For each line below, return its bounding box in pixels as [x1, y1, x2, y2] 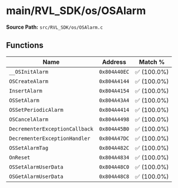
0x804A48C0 [99, 163, 129, 170]
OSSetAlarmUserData [9, 163, 63, 170]
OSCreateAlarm [9, 78, 49, 84]
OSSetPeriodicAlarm [9, 107, 63, 113]
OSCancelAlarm [9, 116, 49, 122]
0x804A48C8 [99, 173, 129, 180]
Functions [6, 40, 44, 50]
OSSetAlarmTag [9, 145, 49, 151]
